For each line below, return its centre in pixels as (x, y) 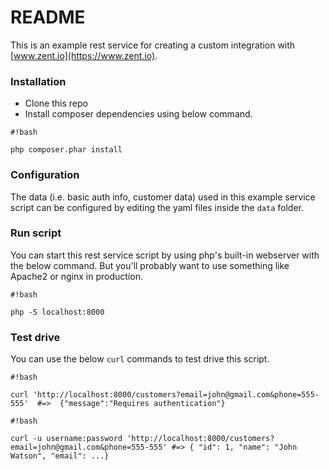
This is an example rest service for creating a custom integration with (153, 45)
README (48, 17)
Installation (38, 81)
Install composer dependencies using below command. (138, 114)
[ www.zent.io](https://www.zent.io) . (84, 55)
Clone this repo (56, 103)
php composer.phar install (66, 150)
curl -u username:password (66, 439)
